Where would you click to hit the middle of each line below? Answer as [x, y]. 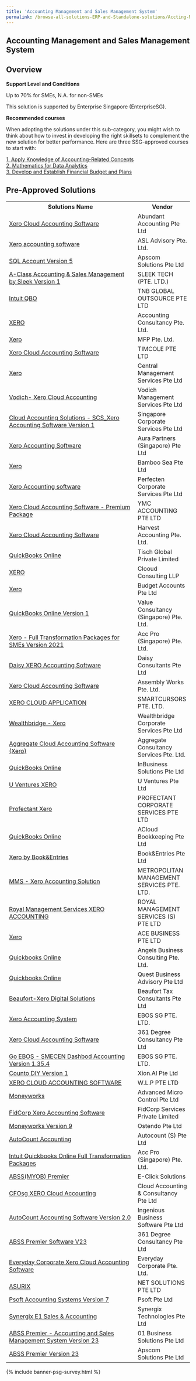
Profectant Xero [31, 809]
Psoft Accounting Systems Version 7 [59, 1300]
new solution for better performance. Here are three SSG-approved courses [97, 142]
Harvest [148, 527]
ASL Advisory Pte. [162, 240]
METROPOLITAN [160, 870]
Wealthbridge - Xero [37, 723]
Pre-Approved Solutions [51, 190]
